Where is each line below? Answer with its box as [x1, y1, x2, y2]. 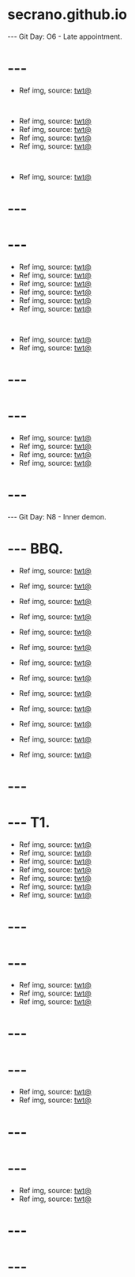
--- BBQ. [7, 540, 64, 558]
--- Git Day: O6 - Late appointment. [7, 32, 123, 41]
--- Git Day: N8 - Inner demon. [7, 512, 107, 522]
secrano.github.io [7, 6, 128, 24]
